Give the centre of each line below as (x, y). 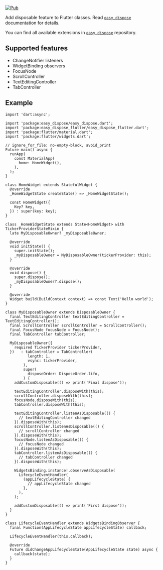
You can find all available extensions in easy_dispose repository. (71, 32)
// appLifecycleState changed (59, 484)
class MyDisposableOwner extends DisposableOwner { (60, 312)
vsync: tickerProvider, (52, 361)
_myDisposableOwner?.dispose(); (48, 281)
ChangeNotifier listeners (38, 60)
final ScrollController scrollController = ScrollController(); (78, 325)
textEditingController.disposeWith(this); (59, 391)
